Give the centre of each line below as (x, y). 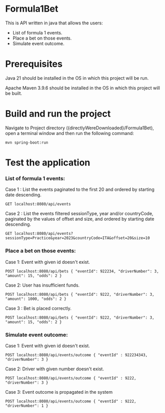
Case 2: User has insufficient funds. (42, 285)
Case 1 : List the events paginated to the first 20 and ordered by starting (80, 190)
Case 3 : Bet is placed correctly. (38, 308)
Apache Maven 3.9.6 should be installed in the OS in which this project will (83, 88)
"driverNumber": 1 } (27, 406)
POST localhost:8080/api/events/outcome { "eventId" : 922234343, (76, 355)
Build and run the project (58, 114)
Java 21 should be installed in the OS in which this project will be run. (77, 78)
